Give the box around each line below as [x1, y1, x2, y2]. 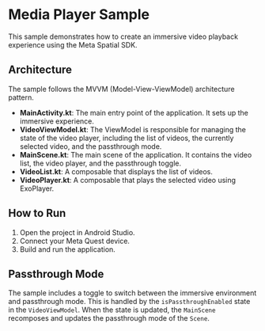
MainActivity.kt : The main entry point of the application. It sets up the [19, 108, 249, 117]
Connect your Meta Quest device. [19, 236, 131, 245]
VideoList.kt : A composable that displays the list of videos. [19, 166, 214, 176]
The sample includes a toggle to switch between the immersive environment [8, 288, 257, 298]
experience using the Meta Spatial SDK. [8, 40, 138, 49]
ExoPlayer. [19, 184, 55, 193]
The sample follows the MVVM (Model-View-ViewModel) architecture [8, 84, 235, 93]
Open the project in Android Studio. [19, 227, 136, 237]
